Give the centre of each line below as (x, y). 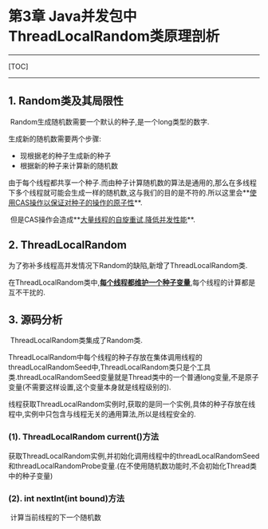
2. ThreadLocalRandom (68, 245)
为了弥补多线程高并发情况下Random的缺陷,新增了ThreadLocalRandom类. (128, 265)
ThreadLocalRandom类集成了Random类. (77, 341)
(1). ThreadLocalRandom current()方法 (84, 437)
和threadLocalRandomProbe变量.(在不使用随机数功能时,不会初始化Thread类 (132, 466)
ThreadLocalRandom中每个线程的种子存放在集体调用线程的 (106, 357)
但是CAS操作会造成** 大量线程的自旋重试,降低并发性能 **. (102, 219)
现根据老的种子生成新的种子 (65, 156)
